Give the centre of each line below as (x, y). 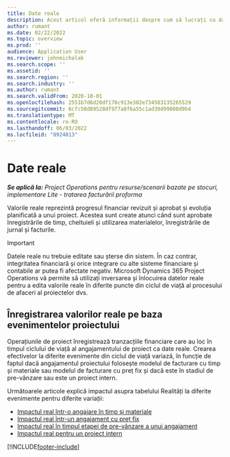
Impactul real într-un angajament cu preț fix (78, 419)
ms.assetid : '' (29, 71)
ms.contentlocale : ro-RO (42, 122)
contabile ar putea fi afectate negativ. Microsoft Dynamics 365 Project (106, 271)
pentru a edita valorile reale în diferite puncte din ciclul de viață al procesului (115, 286)
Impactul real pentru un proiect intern (69, 433)
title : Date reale (33, 13)
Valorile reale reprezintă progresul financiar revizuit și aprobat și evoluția (109, 208)
